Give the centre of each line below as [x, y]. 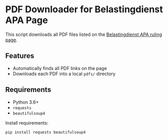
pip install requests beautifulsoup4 [46, 132]
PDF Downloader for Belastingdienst [84, 9]
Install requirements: [27, 123]
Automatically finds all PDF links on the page [60, 68]
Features [20, 56]
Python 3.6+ [26, 102]
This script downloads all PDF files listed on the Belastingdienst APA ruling [84, 34]
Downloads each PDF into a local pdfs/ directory [64, 74]
